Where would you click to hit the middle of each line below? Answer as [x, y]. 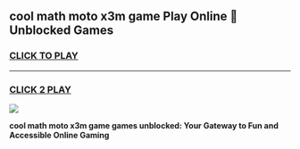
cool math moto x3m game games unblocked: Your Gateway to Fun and [144, 125]
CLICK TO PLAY [44, 56]
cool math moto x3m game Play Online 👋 [124, 17]
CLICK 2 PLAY [40, 89]
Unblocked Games [62, 31]
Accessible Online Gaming [59, 135]
